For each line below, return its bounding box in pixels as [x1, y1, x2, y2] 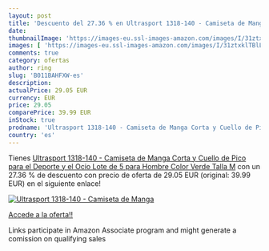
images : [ [8, 42, 42, 50]
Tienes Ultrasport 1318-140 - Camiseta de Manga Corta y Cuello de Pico [8, 153, 247, 163]
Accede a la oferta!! [8, 209, 74, 219]
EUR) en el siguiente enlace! [8, 178, 102, 188]
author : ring [8, 64, 52, 72]
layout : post [8, 11, 52, 20]
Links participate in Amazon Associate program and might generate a [8, 225, 237, 235]
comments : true [8, 49, 59, 57]
